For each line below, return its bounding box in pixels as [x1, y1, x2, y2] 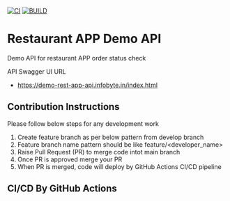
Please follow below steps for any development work [7, 119, 159, 128]
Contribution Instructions [7, 101, 120, 113]
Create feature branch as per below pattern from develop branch [17, 133, 204, 141]
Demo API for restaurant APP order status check [7, 54, 146, 62]
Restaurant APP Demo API [7, 31, 162, 47]
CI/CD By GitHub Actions [7, 183, 117, 195]
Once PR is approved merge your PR [17, 155, 123, 163]
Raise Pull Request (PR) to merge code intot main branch [17, 147, 181, 156]
